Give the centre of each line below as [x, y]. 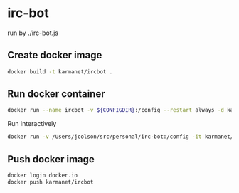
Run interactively [32, 124]
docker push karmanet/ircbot [51, 182]
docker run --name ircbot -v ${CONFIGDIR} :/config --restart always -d [116, 110]
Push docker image [51, 159]
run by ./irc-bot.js [33, 33]
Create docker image [55, 55]
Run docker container [56, 94]
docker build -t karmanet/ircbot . [60, 72]
